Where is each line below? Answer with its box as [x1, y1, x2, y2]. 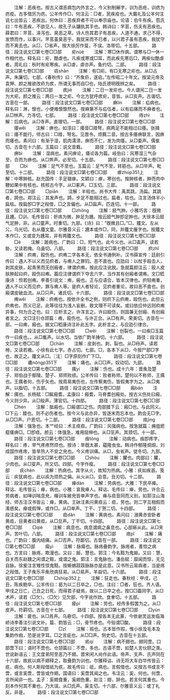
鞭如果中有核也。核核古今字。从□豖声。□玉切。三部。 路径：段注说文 [5, 182, 161, 188]
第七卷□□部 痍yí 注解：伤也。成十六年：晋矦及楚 [35, 366, 157, 372]
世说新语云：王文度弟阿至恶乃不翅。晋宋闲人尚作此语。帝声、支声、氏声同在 [5, 651, 165, 657]
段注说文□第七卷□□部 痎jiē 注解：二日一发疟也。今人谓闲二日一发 [5, 87, 162, 93]
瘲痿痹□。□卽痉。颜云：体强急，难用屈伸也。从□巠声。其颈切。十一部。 [5, 429, 159, 435]
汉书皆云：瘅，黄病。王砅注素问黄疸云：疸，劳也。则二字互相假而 [27, 499, 165, 505]
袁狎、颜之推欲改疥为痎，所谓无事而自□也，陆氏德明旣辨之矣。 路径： [5, 81, 161, 86]
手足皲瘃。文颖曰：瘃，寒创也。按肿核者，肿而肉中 [58, 176, 165, 182]
